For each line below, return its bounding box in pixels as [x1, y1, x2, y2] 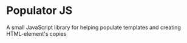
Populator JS [6, 4, 73, 18]
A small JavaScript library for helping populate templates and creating [6, 24, 181, 31]
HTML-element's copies [6, 30, 67, 37]
